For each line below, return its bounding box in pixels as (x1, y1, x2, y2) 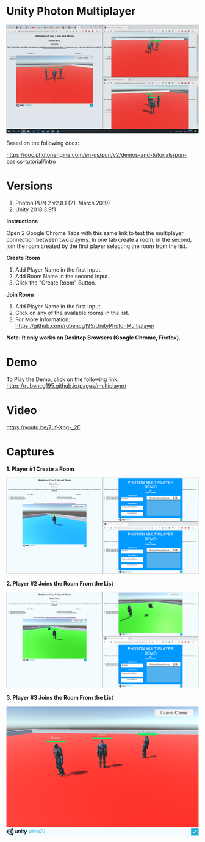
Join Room (6, 291, 34, 298)
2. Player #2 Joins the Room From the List (6, 579, 114, 587)
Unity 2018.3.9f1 (15, 206, 56, 213)
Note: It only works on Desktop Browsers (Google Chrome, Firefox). (6, 334, 181, 341)
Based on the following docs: (6, 139, 79, 147)
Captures (6, 445, 55, 459)
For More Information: (15, 316, 70, 323)
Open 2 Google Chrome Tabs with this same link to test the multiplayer (6, 229, 184, 236)
